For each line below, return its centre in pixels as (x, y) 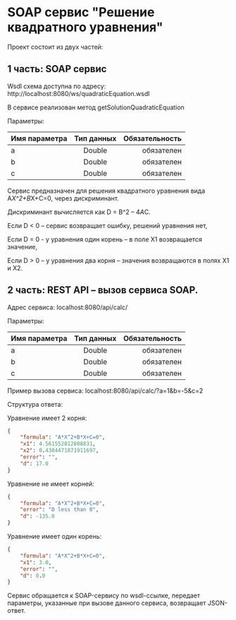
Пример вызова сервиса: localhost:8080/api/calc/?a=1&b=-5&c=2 (105, 391)
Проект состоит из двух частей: (55, 47)
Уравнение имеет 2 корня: (47, 418)
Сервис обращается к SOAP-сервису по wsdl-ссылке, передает (104, 596)
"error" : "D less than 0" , (60, 510)
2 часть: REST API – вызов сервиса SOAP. (103, 290)
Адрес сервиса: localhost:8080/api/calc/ (68, 307)
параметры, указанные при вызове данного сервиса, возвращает (107, 603)
